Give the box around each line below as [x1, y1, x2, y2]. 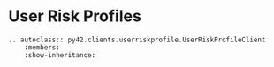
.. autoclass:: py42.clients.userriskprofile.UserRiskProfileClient [8, 35, 266, 44]
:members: [24, 42, 61, 52]
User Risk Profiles [8, 6, 142, 26]
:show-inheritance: [24, 50, 96, 59]
